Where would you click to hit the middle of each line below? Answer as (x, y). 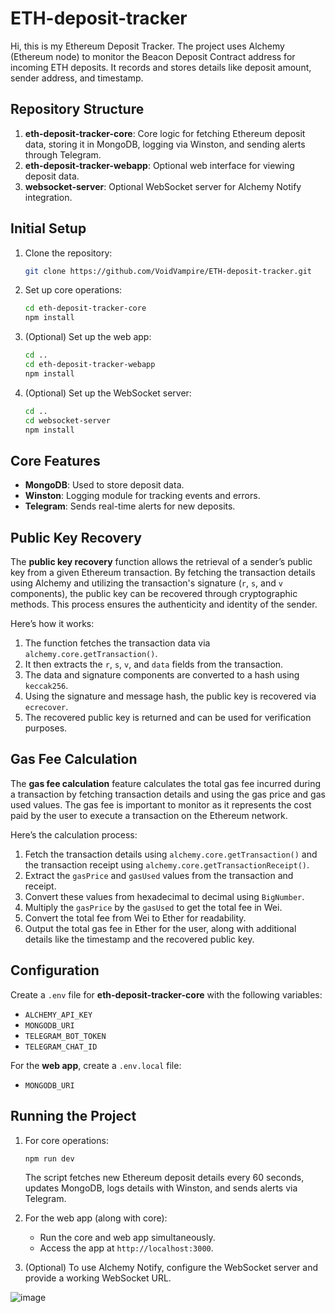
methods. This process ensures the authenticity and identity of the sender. (164, 604)
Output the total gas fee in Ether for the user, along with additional (160, 928)
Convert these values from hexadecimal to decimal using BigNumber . (164, 896)
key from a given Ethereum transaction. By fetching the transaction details (163, 573)
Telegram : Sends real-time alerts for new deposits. (130, 506)
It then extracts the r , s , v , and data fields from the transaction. (154, 664)
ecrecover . (46, 707)
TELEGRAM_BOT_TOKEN (65, 1036)
